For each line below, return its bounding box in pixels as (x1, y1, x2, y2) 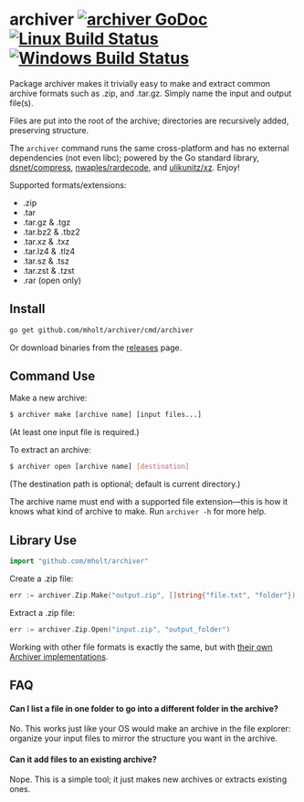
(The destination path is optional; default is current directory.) (9, 479, 241, 490)
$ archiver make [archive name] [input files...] (9, 411, 203, 420)
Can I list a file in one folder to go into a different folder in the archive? (9, 703, 278, 713)
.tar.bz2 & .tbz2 (22, 226, 80, 237)
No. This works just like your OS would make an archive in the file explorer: (9, 724, 291, 734)
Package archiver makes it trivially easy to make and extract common (9, 78, 271, 89)
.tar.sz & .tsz (22, 255, 70, 266)
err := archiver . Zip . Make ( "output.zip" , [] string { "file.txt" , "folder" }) (9, 590, 297, 599)
